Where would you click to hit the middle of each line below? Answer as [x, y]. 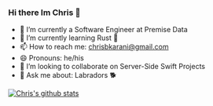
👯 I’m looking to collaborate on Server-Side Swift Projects [112, 67]
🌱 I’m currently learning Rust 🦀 [69, 38]
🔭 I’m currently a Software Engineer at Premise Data [104, 30]
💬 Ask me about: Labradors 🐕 [68, 75]
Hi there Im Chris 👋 [44, 13]
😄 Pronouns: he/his [51, 58]
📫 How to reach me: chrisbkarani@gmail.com [94, 47]
